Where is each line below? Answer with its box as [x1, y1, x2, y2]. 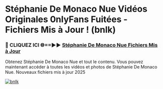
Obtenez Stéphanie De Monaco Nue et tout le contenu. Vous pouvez [5, 59, 143, 65]
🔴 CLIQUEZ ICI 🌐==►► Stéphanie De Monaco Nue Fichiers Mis [5, 42, 158, 48]
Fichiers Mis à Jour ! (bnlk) [5, 24, 116, 35]
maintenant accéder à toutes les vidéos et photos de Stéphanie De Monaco [5, 64, 158, 70]
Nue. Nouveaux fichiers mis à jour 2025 [5, 69, 86, 75]
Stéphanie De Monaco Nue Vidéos [5, 3, 148, 15]
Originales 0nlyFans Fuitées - [5, 14, 128, 25]
